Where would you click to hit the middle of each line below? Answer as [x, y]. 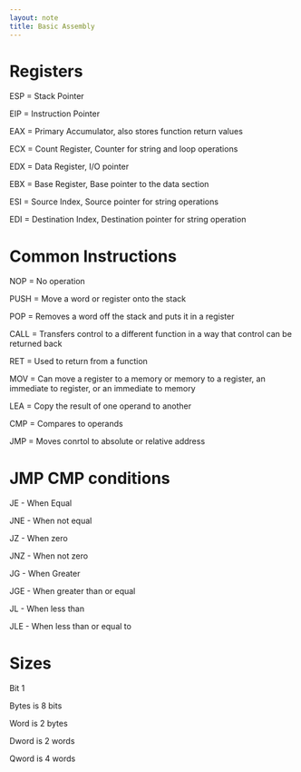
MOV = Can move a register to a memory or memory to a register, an [137, 379]
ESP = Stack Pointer [47, 96]
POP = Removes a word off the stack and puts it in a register [122, 317]
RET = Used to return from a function [78, 361]
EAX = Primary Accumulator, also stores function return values [126, 132]
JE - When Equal [41, 503]
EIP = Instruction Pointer [55, 114]
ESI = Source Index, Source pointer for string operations [114, 202]
